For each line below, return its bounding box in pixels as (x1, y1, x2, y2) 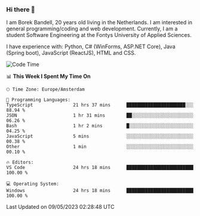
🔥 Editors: (6, 159, 34, 165)
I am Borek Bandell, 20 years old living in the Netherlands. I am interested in (6, 19, 193, 26)
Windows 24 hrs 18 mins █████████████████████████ (6, 187, 194, 194)
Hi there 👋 (6, 5, 36, 14)
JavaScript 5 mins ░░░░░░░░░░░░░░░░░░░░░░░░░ (6, 133, 194, 139)
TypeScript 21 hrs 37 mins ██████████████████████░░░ (6, 102, 194, 108)
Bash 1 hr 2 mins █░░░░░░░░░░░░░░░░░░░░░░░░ (6, 123, 194, 129)
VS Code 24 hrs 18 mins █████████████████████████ (6, 165, 194, 171)
